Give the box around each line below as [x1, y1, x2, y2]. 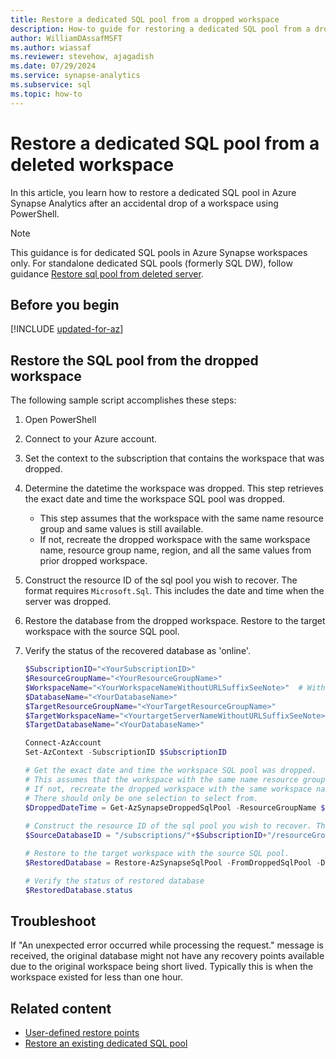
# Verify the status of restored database [24, 876, 205, 886]
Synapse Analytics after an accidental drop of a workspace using [10, 197, 279, 209]
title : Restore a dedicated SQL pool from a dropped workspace [10, 14, 280, 25]
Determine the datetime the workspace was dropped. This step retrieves [24, 482, 324, 495]
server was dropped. [24, 596, 112, 608]
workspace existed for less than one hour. [10, 971, 183, 983]
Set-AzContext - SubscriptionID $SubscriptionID [24, 747, 227, 758]
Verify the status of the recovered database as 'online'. [24, 645, 251, 657]
